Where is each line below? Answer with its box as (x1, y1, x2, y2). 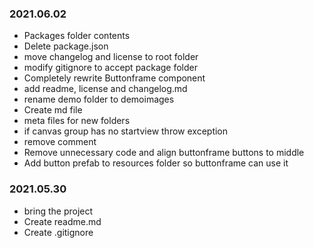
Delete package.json (23, 40, 109, 52)
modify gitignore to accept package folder (23, 62, 198, 74)
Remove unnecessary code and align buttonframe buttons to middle (23, 147, 305, 159)
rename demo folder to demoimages (23, 93, 175, 106)
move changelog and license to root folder (23, 51, 199, 63)
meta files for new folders (23, 115, 131, 127)
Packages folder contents (23, 30, 131, 42)
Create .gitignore (23, 226, 94, 238)
